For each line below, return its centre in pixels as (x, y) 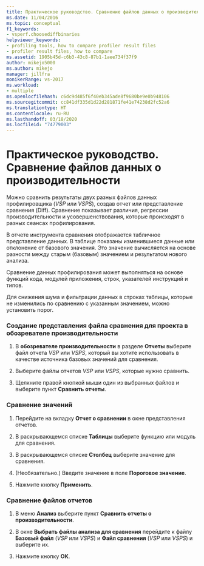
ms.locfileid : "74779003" (39, 125)
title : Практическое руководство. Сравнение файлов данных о (85, 12)
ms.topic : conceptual (34, 23)
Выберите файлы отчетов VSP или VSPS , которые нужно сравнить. (102, 371)
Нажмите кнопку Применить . (54, 484)
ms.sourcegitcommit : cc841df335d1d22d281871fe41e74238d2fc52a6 (88, 102)
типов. (15, 285)
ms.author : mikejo (29, 68)
